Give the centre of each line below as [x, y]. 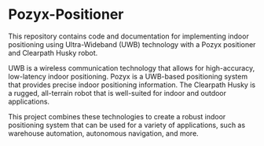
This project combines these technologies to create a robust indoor [117, 116]
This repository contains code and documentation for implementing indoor [128, 36]
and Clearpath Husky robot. [53, 53]
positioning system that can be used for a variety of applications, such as [127, 125]
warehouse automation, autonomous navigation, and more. [103, 133]
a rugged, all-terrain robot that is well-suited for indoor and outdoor [117, 93]
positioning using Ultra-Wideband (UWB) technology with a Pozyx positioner [132, 44]
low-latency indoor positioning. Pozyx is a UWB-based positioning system [128, 76]
